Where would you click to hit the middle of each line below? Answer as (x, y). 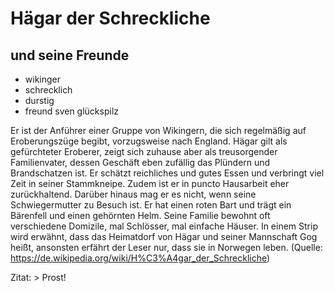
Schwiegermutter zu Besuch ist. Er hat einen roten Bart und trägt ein (151, 205)
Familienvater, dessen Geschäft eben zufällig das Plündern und (140, 162)
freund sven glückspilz (72, 111)
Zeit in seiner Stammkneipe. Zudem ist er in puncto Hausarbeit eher (150, 183)
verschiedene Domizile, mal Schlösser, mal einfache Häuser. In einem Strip (164, 226)
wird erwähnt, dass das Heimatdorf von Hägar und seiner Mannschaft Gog (164, 236)
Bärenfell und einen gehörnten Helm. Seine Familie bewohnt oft (140, 215)
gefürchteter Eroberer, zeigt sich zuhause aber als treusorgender (144, 151)
